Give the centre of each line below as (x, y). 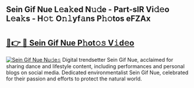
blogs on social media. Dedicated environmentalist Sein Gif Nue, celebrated (97, 73)
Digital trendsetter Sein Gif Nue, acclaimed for (118, 60)
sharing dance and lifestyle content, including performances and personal (95, 66)
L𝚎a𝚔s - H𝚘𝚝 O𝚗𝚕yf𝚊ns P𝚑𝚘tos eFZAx (79, 19)
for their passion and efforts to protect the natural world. (74, 79)
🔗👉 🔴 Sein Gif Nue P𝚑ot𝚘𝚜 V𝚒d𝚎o (70, 43)
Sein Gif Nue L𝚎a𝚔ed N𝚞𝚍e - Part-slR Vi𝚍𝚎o (88, 10)
